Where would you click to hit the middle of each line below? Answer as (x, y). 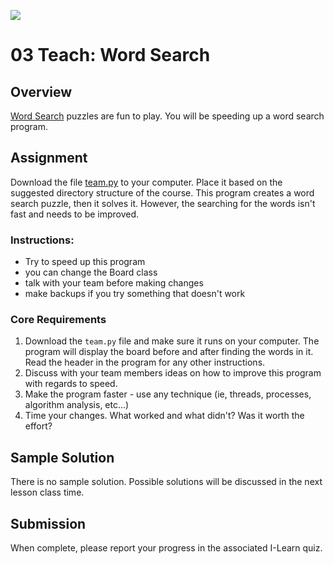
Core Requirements (58, 320)
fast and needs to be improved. (75, 214)
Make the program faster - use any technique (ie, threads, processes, (168, 394)
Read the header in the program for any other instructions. (145, 362)
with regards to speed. (71, 384)
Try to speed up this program (85, 262)
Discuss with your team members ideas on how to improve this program (173, 373)
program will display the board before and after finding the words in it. (169, 352)
